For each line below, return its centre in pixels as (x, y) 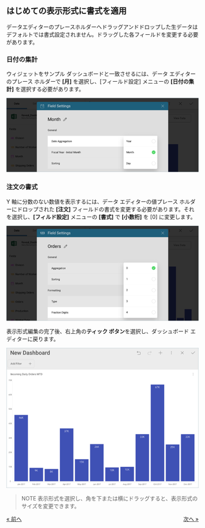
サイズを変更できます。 (50, 506)
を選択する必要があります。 (49, 89)
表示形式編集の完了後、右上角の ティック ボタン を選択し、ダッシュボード (98, 331)
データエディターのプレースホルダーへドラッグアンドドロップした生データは (102, 27)
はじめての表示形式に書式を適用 (67, 11)
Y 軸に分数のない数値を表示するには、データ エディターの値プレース (92, 201)
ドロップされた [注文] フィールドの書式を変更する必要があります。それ (106, 209)
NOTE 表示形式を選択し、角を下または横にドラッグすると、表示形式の (110, 498)
